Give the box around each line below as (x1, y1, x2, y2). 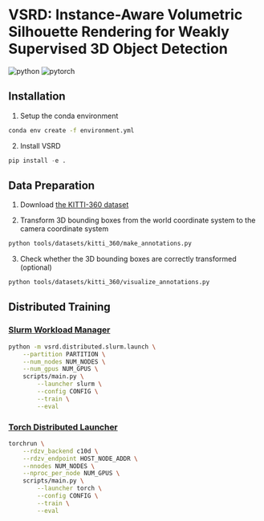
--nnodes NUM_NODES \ (22, 462, 95, 470)
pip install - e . (8, 157, 67, 165)
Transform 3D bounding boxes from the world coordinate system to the (19, 215, 256, 226)
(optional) (19, 263, 52, 272)
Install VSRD (19, 140, 62, 150)
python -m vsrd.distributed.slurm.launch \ (8, 343, 156, 351)
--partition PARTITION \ (22, 350, 106, 358)
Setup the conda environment (19, 111, 119, 120)
